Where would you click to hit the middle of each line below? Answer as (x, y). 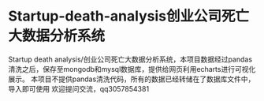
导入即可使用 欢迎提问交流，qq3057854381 (79, 88)
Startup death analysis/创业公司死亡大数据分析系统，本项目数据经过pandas (130, 59)
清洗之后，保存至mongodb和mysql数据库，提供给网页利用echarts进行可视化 (132, 69)
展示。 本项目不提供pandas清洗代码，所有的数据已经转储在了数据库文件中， (132, 79)
